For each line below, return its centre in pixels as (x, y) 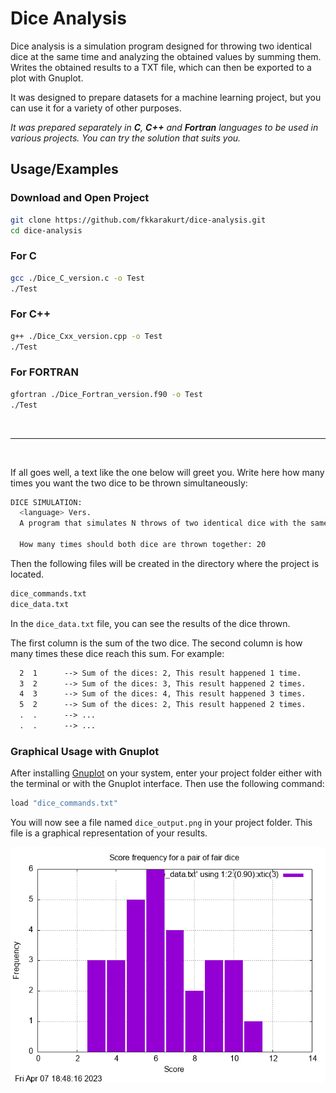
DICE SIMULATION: (46, 502)
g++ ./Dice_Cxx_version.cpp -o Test (86, 336)
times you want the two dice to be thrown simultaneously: (129, 483)
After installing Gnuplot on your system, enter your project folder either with (166, 773)
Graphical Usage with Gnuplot (85, 751)
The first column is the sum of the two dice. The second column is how (156, 643)
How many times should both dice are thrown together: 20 (143, 545)
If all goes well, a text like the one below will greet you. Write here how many (167, 472)
